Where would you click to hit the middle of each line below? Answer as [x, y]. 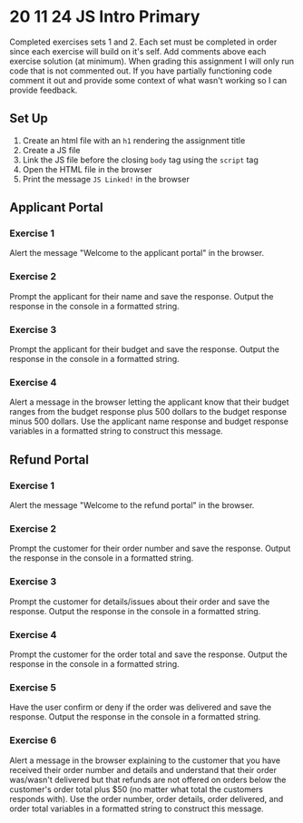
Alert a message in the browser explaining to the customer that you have [145, 760]
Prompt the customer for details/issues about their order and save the [140, 602]
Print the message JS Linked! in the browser [106, 179]
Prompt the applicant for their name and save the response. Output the [142, 296]
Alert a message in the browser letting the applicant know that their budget [149, 402]
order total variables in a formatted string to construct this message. [137, 808]
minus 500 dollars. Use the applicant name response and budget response [149, 421]
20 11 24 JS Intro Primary [105, 17]
